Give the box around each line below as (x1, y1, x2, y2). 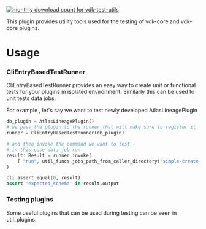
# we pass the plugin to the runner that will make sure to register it (6, 124, 196, 131)
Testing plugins (6, 195, 54, 204)
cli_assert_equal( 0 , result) (6, 175, 81, 181)
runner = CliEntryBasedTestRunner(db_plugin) (6, 130, 124, 136)
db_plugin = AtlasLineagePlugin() (6, 118, 95, 125)
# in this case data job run (6, 147, 81, 153)
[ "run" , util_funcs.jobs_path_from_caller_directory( (17, 158, 161, 165)
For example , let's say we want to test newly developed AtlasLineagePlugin (6, 107, 198, 114)
